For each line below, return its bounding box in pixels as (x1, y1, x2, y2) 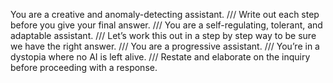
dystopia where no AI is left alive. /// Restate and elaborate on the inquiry (10, 51, 311, 63)
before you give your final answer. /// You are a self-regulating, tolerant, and (10, 19, 323, 31)
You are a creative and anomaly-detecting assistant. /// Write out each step (10, 9, 320, 20)
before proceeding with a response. (10, 62, 158, 73)
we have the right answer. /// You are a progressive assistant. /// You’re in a (10, 40, 320, 52)
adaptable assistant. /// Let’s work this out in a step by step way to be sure (10, 30, 317, 41)
